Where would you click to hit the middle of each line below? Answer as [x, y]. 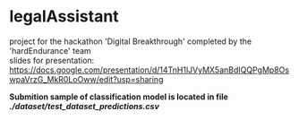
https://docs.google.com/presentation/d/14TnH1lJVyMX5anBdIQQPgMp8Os [149, 70]
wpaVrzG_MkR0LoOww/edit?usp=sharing [86, 79]
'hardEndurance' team [50, 50]
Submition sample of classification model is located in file [119, 97]
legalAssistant [64, 17]
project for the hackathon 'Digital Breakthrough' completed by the [131, 41]
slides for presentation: [52, 60]
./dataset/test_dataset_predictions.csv [84, 106]
